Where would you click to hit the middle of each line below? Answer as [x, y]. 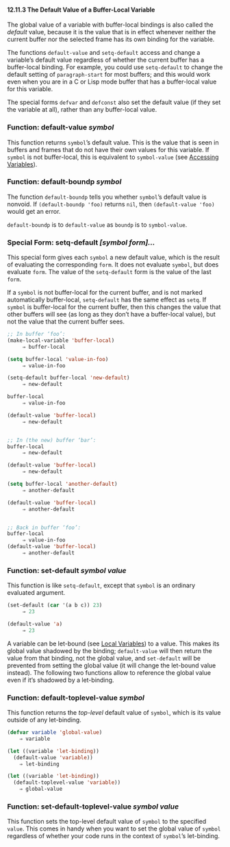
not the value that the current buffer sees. [66, 321]
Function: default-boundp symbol [64, 182]
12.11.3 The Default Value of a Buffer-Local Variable [81, 10]
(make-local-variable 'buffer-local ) [61, 340]
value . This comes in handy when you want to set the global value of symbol [114, 828]
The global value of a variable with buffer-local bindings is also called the [110, 25]
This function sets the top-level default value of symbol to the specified [107, 822]
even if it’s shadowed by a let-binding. [61, 680]
